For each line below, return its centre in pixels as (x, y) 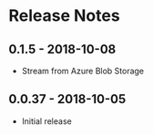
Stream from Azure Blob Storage (83, 71)
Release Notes (64, 16)
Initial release (46, 121)
